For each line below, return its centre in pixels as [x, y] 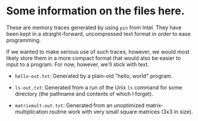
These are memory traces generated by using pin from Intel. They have [94, 27]
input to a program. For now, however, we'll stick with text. [78, 64]
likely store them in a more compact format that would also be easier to [94, 58]
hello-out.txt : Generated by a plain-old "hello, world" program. [94, 76]
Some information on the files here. [95, 11]
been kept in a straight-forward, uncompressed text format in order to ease [98, 33]
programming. [24, 40]
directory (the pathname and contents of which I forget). [84, 94]
